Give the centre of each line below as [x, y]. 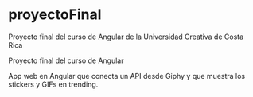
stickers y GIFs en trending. [53, 84]
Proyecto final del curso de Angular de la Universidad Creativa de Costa [126, 37]
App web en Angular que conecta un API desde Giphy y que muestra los [127, 76]
